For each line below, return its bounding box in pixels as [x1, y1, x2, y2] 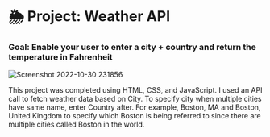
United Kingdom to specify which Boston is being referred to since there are [8, 111, 261, 121]
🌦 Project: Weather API [8, 7, 171, 26]
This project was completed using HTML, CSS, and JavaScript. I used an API [8, 85, 263, 95]
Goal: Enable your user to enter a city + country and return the [8, 42, 256, 53]
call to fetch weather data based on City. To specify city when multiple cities [8, 94, 262, 104]
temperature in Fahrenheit [8, 52, 113, 63]
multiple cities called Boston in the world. [8, 119, 145, 130]
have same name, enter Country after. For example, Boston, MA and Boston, [8, 102, 261, 112]
